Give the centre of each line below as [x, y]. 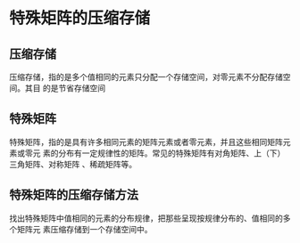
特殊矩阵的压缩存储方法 [74, 195]
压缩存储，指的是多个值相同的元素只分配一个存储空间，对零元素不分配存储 [146, 77]
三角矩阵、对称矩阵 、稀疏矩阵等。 [73, 164]
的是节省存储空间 [74, 88]
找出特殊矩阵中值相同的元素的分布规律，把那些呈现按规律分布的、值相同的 [146, 218]
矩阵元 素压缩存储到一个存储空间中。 [84, 229]
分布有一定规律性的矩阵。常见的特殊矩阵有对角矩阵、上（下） [171, 153]
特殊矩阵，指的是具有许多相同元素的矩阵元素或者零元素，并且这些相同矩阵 [146, 142]
